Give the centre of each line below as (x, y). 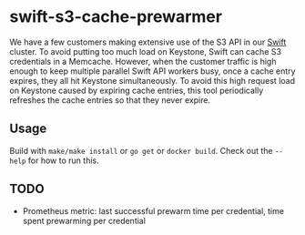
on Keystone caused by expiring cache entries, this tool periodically (137, 90)
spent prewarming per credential (84, 220)
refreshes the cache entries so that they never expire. (110, 100)
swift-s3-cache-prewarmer (116, 17)
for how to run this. (63, 160)
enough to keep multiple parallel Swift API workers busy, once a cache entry (152, 71)
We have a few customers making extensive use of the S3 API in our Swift (148, 42)
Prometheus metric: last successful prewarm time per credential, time (153, 210)
